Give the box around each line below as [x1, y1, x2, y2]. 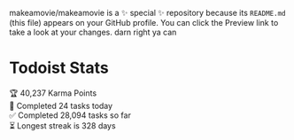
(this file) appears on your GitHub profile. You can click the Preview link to [9, 18, 279, 27]
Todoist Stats [9, 58, 109, 78]
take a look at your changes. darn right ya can [9, 27, 177, 37]
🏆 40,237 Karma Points [9, 88, 97, 98]
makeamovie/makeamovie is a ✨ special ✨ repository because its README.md [9, 8, 286, 18]
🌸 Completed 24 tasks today [9, 100, 113, 111]
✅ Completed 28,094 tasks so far [9, 110, 131, 121]
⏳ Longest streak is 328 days [9, 120, 117, 131]
